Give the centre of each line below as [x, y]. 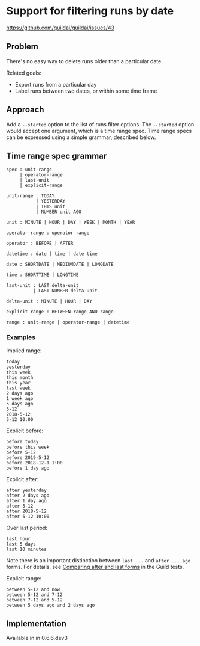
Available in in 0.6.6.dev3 [37, 638]
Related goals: [24, 73]
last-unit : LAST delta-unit [43, 286]
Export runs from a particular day [56, 84]
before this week [28, 447]
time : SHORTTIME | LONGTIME [43, 275]
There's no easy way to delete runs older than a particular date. [84, 61]
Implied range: [24, 351]
